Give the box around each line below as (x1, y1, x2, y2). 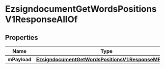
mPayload (7, 56, 32, 63)
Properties (5, 33, 38, 42)
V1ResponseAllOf (5, 14, 78, 25)
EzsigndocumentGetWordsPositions (5, 3, 157, 15)
